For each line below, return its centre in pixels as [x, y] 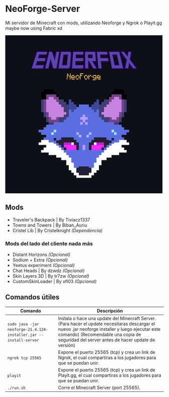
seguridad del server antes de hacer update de [107, 340]
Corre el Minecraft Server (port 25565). [99, 388]
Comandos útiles [32, 297]
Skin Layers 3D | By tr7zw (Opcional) [51, 276]
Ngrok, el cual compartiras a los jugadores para [107, 358]
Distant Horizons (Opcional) [41, 255]
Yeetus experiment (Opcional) [44, 266]
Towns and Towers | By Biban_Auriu [50, 225]
